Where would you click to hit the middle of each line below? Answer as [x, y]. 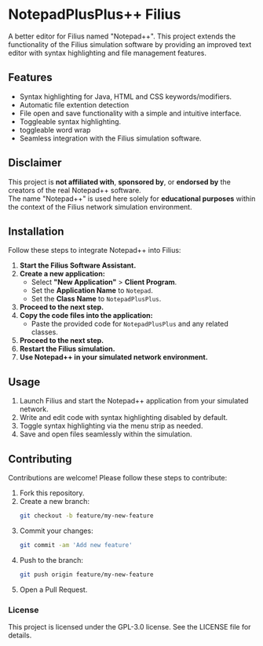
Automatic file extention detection [74, 104]
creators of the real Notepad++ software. [75, 190]
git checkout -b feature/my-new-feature [86, 516]
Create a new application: [62, 274]
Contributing [40, 459]
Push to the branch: [51, 560]
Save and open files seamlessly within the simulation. [106, 434]
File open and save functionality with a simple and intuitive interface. [130, 113]
